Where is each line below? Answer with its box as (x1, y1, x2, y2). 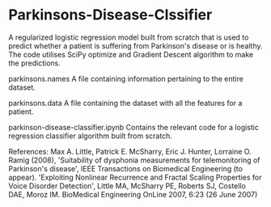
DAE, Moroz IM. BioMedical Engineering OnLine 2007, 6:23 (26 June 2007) (8, 189, 258, 199)
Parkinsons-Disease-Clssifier (8, 6, 213, 24)
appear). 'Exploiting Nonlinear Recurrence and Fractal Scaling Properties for (8, 172, 262, 182)
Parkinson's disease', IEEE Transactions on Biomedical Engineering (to (8, 163, 243, 173)
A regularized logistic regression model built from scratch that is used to (8, 32, 249, 42)
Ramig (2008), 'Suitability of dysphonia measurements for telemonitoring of (8, 155, 260, 165)
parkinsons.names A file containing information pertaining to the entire (8, 74, 244, 83)
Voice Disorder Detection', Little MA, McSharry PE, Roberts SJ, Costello (8, 180, 247, 191)
